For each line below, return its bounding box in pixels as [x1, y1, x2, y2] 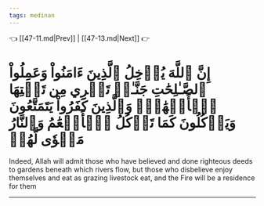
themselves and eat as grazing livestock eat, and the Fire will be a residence [9, 173, 255, 183]
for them [9, 181, 37, 190]
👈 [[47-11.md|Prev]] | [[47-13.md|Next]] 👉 [9, 33, 150, 43]
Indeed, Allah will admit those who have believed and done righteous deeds [9, 156, 253, 165]
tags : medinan [9, 11, 56, 20]
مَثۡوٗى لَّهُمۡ [9, 130, 85, 148]
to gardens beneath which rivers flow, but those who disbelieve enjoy [9, 164, 233, 174]
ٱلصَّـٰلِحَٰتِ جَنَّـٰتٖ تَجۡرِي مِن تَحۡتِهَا [9, 80, 208, 98]
